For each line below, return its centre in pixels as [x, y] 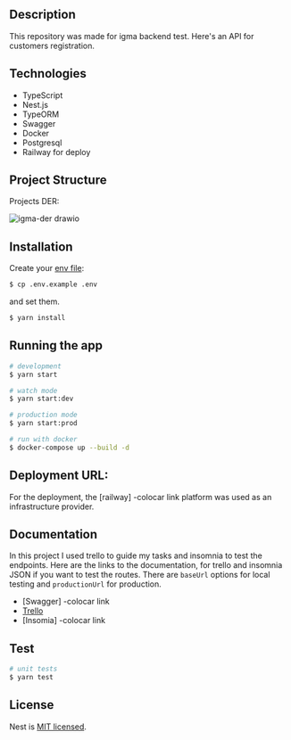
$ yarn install [37, 318]
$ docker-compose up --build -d [69, 448]
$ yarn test [31, 678]
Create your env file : [47, 268]
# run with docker [43, 440]
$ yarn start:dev [42, 399]
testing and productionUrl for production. [86, 584]
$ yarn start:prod [43, 423]
